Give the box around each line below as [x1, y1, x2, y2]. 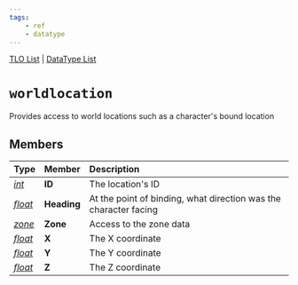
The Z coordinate [89, 261, 161, 273]
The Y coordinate [89, 247, 161, 259]
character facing [89, 203, 158, 216]
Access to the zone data [89, 218, 191, 231]
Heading [43, 198, 82, 210]
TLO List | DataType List [9, 54, 97, 65]
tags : [9, 12, 29, 22]
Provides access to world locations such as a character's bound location [9, 111, 275, 122]
